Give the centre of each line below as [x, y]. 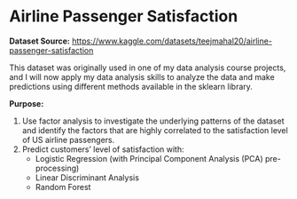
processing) [57, 168]
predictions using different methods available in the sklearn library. [131, 86]
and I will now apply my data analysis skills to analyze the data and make [142, 76]
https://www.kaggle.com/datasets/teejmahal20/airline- [172, 41]
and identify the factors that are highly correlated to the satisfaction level [155, 130]
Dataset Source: [40, 41]
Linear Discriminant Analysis [87, 177]
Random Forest [63, 187]
